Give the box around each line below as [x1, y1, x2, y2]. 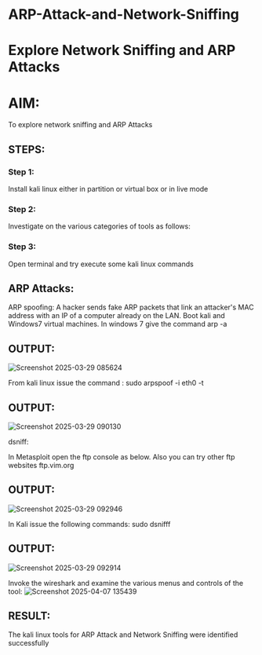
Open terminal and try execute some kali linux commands [8, 259, 194, 269]
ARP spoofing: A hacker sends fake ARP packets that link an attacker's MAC [8, 302, 254, 312]
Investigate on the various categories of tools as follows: [8, 221, 191, 231]
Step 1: [8, 166, 35, 177]
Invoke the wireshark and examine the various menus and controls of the [8, 578, 244, 587]
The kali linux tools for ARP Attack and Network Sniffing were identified [8, 630, 238, 639]
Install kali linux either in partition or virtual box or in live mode [8, 185, 209, 193]
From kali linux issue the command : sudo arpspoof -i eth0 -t [8, 379, 204, 388]
